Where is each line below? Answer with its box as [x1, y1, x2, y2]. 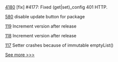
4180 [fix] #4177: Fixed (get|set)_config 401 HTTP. [5, 4, 108, 10]
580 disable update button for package [5, 14, 85, 19]
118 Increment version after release [5, 33, 77, 38]
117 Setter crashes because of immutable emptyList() [5, 42, 114, 48]
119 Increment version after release [5, 23, 77, 29]
